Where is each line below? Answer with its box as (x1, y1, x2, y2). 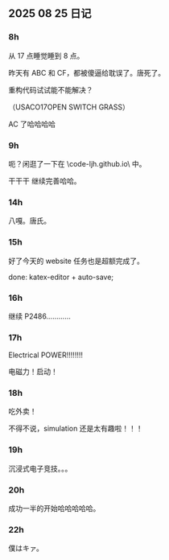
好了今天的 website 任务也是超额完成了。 (8, 256, 145, 266)
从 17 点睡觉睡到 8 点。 (8, 51, 84, 60)
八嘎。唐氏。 (8, 216, 51, 226)
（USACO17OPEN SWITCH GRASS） (8, 102, 130, 112)
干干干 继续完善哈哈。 (8, 175, 81, 186)
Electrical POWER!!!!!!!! (8, 350, 83, 360)
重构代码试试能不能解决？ (8, 84, 93, 94)
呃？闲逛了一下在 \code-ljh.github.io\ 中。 (8, 159, 146, 168)
